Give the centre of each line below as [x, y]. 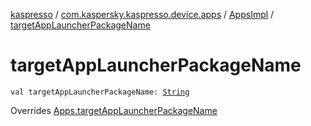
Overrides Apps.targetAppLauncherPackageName [114, 110]
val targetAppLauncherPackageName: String [100, 92]
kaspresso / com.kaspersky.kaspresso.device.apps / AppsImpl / [142, 14]
